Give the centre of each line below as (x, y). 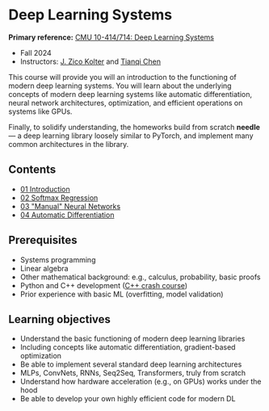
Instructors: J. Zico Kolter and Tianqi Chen (90, 61)
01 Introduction (45, 189)
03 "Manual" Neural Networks (70, 206)
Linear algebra (44, 268)
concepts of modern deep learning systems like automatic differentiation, (130, 94)
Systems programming (58, 259)
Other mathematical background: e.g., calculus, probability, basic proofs (140, 277)
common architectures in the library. (69, 144)
